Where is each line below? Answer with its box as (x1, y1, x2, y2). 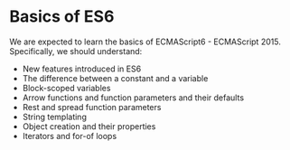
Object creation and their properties (22, 120, 156, 132)
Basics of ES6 (9, 6, 115, 27)
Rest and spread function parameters (22, 101, 162, 112)
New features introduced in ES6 (22, 63, 142, 74)
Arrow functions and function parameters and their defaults (22, 92, 245, 103)
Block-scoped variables (22, 82, 111, 93)
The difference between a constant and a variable (22, 72, 209, 83)
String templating (22, 111, 88, 122)
